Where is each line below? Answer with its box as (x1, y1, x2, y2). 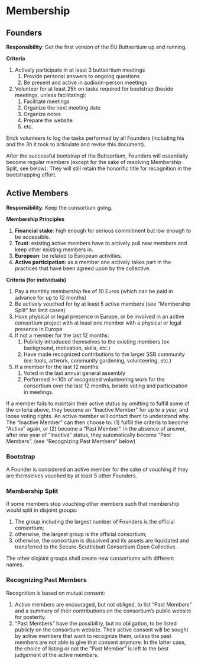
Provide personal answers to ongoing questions (23, 73, 140, 79)
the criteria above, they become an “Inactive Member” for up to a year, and (6, 406, 189, 413)
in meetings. (23, 388, 54, 395)
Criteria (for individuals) (6, 276, 67, 283)
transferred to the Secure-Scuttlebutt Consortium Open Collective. (14, 543, 177, 550)
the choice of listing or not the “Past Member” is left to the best (14, 644, 169, 652)
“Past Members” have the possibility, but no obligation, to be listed (14, 620, 177, 627)
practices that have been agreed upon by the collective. (14, 265, 151, 272)
